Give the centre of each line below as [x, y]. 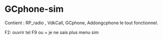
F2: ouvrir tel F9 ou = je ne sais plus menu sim [52, 32]
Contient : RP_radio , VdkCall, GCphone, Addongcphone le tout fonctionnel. [81, 23]
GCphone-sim [34, 9]
